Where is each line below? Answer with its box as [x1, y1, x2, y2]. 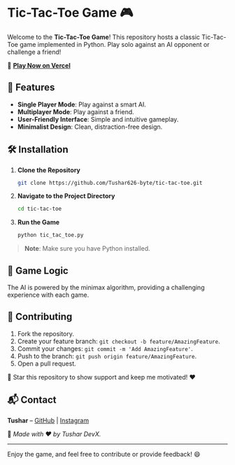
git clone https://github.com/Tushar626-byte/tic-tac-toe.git [17, 179, 203, 186]
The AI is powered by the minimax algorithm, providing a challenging [7, 284, 205, 291]
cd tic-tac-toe [17, 205, 62, 213]
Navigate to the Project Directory [17, 192, 115, 200]
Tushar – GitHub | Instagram [7, 416, 90, 424]
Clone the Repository [17, 165, 80, 174]
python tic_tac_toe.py [17, 232, 84, 239]
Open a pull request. [17, 359, 77, 368]
